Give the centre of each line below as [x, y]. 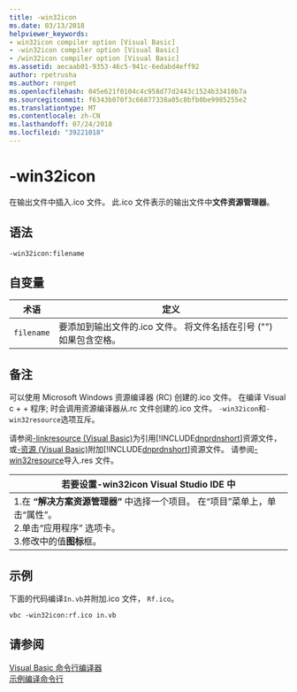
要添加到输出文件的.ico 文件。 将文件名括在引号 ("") [166, 327]
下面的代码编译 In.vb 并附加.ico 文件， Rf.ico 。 [94, 599]
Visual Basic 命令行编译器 [56, 667]
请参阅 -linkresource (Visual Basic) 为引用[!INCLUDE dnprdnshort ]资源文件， [145, 438]
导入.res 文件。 [91, 460]
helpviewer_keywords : [49, 34]
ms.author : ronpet [43, 83]
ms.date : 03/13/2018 [47, 26]
